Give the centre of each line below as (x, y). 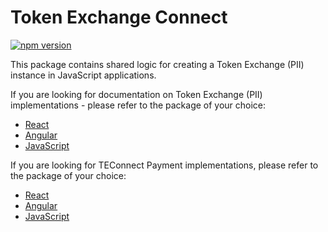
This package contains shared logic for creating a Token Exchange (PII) (157, 64)
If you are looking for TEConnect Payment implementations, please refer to (164, 165)
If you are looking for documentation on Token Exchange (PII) (136, 94)
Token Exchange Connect (119, 17)
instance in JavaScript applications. (83, 75)
